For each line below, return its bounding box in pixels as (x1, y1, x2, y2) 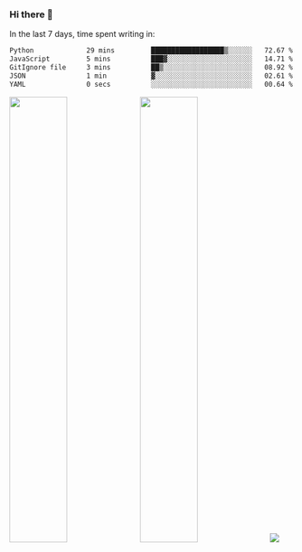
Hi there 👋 (9, 8, 54, 21)
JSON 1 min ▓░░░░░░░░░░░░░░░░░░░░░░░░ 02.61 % (9, 71, 294, 80)
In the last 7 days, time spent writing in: (9, 29, 156, 40)
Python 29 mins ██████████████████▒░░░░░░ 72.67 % (9, 46, 294, 55)
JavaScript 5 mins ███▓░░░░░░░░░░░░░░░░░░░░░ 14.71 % (9, 54, 294, 64)
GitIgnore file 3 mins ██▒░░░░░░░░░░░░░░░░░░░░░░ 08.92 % (9, 63, 294, 72)
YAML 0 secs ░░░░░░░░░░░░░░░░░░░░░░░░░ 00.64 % (9, 80, 294, 89)
